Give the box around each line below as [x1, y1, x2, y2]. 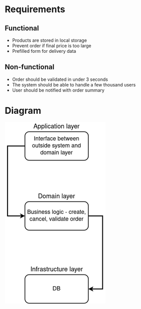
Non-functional [5, 63, 54, 72]
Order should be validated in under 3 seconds [12, 76, 109, 82]
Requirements [5, 4, 65, 15]
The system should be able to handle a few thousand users [12, 81, 136, 87]
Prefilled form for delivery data [12, 48, 77, 54]
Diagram [5, 105, 42, 116]
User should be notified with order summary [12, 87, 105, 93]
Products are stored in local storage [12, 37, 87, 43]
